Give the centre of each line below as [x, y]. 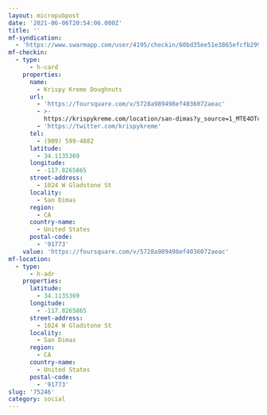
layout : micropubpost [44, 15]
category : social [37, 399]
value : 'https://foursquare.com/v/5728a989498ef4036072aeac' [126, 252]
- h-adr [42, 274]
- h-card [44, 67]
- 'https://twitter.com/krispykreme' [99, 126]
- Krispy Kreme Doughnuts [80, 89]
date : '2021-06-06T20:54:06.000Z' [66, 23]
